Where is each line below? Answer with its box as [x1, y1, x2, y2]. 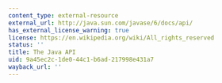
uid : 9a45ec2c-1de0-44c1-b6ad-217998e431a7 [8, 56, 155, 64]
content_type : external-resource [8, 11, 119, 20]
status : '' [8, 41, 44, 49]
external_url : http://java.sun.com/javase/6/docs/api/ [8, 19, 193, 27]
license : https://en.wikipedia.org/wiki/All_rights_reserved [8, 33, 215, 42]
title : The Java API [8, 48, 77, 56]
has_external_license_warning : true [8, 26, 129, 34]
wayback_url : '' [8, 63, 62, 71]
